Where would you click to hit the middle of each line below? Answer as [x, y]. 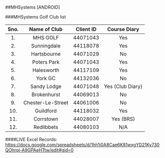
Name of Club [46, 29]
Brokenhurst [46, 94]
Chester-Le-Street [46, 103]
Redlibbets [46, 127]
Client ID [86, 29]
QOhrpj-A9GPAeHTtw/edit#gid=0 [39, 150]
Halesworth [46, 70]
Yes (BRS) [123, 119]
